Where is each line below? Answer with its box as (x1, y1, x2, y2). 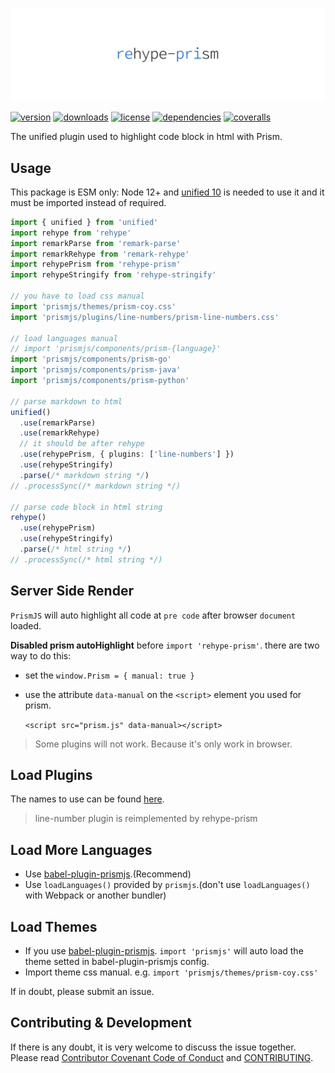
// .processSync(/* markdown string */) (10, 481, 182, 491)
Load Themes (10, 918, 98, 935)
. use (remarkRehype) (19, 428, 101, 438)
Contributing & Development (10, 1014, 192, 1032)
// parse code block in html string (10, 502, 163, 512)
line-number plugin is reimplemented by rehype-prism (34, 813, 258, 825)
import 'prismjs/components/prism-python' (10, 376, 190, 386)
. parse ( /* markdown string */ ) (19, 470, 150, 480)
